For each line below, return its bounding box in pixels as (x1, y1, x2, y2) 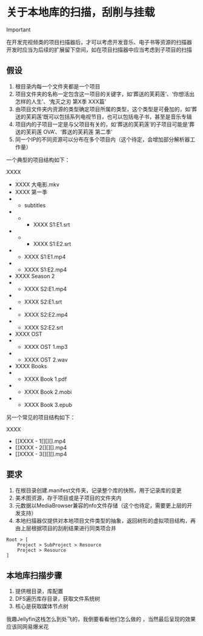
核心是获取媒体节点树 (15, 603, 68, 610)
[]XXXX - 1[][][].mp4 (15, 437, 66, 445)
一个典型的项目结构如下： (6, 156, 70, 164)
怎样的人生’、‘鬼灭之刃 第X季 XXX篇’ (15, 98, 106, 105)
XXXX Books (15, 362, 47, 369)
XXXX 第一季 (15, 188, 47, 196)
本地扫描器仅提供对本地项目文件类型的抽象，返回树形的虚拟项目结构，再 (15, 517, 196, 524)
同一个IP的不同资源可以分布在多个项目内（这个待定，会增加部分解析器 (15, 136, 190, 143)
